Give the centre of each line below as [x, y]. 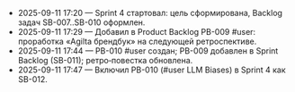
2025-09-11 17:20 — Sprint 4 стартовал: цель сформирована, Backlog [150, 13]
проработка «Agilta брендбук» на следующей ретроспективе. [137, 41]
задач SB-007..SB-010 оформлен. [81, 22]
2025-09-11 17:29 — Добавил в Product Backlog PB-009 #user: [137, 32]
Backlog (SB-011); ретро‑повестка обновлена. [105, 60]
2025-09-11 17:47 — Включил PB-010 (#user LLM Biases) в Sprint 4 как [152, 70]
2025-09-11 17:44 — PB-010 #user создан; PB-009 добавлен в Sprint [148, 51]
